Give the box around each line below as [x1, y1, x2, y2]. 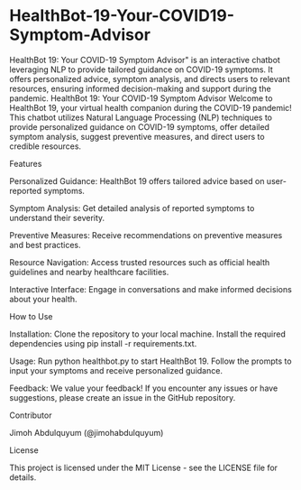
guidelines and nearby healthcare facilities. [9, 266, 169, 277]
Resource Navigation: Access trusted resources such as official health [9, 256, 270, 267]
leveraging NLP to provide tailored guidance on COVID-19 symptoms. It [9, 64, 273, 75]
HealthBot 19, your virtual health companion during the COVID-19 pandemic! [9, 102, 293, 113]
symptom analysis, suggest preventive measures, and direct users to [9, 131, 265, 142]
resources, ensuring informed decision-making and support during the [9, 83, 272, 94]
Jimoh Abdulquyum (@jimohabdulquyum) [9, 427, 164, 438]
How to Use [9, 310, 53, 321]
